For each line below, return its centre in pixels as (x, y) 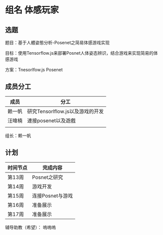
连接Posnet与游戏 (53, 196)
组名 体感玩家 (32, 10)
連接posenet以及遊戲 (52, 120)
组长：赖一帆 (18, 135)
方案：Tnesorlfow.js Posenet (34, 70)
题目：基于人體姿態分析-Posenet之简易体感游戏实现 (57, 43)
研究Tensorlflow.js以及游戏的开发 (66, 111)
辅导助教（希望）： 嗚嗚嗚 (30, 227)
